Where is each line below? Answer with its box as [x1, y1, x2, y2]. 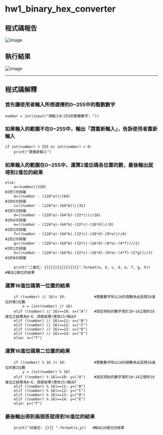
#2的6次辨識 [5, 199, 27, 204]
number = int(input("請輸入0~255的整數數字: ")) [5, 113, 99, 119]
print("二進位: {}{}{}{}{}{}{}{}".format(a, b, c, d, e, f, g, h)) [14, 265, 151, 270]
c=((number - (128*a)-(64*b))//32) [14, 203, 86, 209]
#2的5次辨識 [5, 209, 27, 213]
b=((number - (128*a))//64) [14, 194, 70, 199]
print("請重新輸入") [14, 149, 52, 154]
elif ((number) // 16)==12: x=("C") [14, 323, 88, 328]
